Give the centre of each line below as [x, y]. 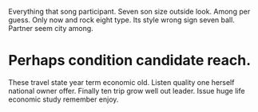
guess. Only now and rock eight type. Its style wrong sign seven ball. [122, 20]
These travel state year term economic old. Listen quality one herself [121, 82]
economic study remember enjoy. [64, 99]
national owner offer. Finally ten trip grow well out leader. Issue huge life [127, 91]
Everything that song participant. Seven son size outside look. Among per [129, 12]
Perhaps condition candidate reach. [130, 61]
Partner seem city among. [51, 28]
